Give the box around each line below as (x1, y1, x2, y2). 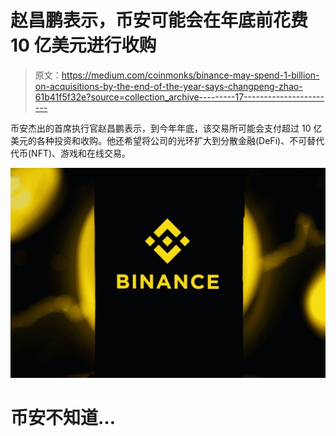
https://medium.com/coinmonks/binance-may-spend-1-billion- (61, 69, 320, 81)
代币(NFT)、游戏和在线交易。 (10, 147, 132, 159)
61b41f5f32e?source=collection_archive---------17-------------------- (34, 91, 325, 103)
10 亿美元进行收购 (10, 34, 157, 57)
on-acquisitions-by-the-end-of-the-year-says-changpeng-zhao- (34, 80, 303, 92)
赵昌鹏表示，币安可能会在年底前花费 (10, 9, 309, 32)
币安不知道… (10, 406, 117, 429)
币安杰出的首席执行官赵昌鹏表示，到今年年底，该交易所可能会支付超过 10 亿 (10, 122, 323, 134)
